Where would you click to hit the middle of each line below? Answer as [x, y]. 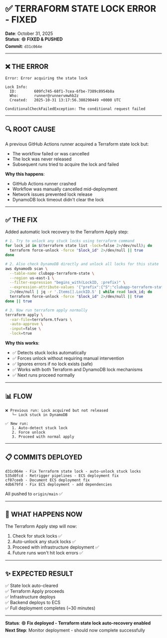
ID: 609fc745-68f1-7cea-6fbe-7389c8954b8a [62, 91]
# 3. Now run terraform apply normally [46, 310]
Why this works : [22, 343]
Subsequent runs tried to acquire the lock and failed [66, 164]
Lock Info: [16, 87]
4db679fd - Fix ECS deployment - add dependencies [59, 484]
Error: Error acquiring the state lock [46, 78]
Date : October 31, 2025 [29, 33]
